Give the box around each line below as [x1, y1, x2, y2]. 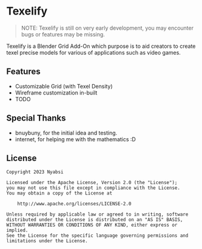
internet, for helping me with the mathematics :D [15, 135, 136, 143]
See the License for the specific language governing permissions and [6, 233, 189, 239]
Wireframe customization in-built [15, 89, 98, 96]
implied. [6, 227, 29, 234]
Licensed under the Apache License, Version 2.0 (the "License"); [6, 180, 178, 186]
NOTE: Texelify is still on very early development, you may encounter [21, 24, 194, 32]
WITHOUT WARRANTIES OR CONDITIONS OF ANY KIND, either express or [6, 222, 178, 228]
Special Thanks [6, 113, 66, 124]
